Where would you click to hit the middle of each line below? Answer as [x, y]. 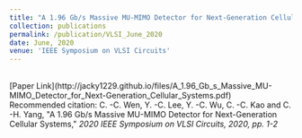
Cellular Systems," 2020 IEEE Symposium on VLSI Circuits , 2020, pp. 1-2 [144, 124]
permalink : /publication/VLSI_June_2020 [86, 34]
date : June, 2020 [42, 43]
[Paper [22, 86]
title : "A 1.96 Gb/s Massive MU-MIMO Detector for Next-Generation [138, 17]
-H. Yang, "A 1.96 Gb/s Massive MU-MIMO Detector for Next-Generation [143, 115]
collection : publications [58, 26]
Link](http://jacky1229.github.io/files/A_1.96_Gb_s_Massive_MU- [154, 86]
